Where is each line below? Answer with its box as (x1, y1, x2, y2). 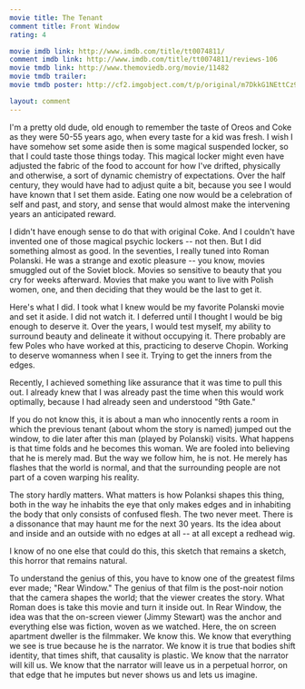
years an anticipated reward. (9, 208, 116, 219)
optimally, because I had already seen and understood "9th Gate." (9, 396, 256, 407)
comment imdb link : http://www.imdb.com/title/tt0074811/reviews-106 (9, 55, 279, 64)
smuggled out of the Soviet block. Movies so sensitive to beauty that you (9, 264, 282, 275)
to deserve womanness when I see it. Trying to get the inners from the (9, 349, 272, 360)
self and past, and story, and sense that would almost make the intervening (9, 199, 290, 210)
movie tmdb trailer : (9, 72, 88, 82)
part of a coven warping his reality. (9, 471, 140, 482)
